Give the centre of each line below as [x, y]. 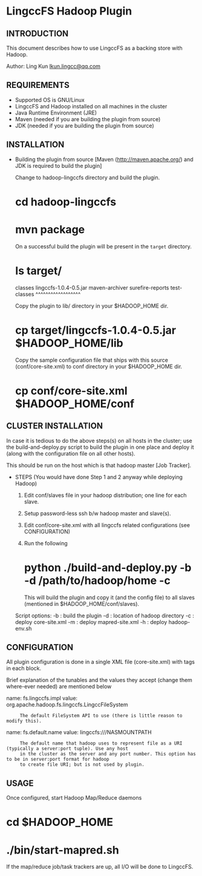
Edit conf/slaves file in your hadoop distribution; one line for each [105, 495]
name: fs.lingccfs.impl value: [42, 698]
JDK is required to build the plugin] [58, 165]
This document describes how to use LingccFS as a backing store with [94, 48]
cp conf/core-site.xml [71, 390]
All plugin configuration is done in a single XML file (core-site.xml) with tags [101, 662]
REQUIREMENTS [38, 85]
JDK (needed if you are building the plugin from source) [84, 125]
